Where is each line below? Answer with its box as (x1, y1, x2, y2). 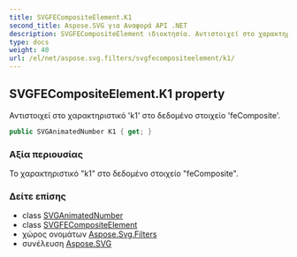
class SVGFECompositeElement (21, 220, 138, 231)
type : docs (9, 37, 49, 47)
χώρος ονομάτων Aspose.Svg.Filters (21, 229, 157, 239)
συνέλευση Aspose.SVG (21, 238, 112, 249)
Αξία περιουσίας (9, 147, 84, 160)
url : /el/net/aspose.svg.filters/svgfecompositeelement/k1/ (9, 54, 236, 63)
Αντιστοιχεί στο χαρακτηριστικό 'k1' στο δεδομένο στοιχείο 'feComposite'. (9, 110, 281, 120)
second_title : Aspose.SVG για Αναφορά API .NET (9, 21, 188, 30)
